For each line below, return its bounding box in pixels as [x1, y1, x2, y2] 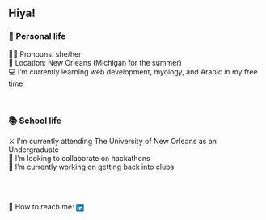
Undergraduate [8, 145, 59, 154]
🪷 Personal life [8, 31, 66, 42]
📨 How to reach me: [8, 201, 74, 211]
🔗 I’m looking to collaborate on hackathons [8, 153, 151, 163]
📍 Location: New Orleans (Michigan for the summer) [8, 57, 182, 67]
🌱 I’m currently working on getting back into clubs [8, 162, 175, 171]
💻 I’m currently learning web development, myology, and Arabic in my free [8, 66, 258, 76]
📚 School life [8, 115, 62, 126]
